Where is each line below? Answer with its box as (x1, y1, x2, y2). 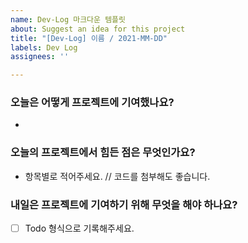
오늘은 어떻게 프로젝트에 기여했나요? (10, 96, 175, 110)
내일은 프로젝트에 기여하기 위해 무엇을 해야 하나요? (10, 197, 238, 211)
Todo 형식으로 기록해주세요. (24, 222, 135, 235)
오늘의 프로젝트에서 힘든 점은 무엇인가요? (10, 146, 196, 160)
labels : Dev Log (10, 42, 78, 53)
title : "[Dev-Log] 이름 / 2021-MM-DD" (10, 33, 168, 43)
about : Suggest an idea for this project (10, 24, 186, 34)
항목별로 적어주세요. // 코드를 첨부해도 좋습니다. (24, 170, 211, 182)
